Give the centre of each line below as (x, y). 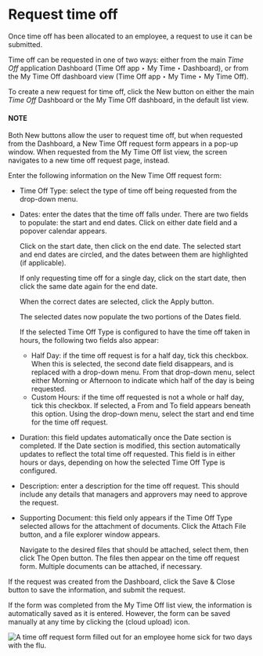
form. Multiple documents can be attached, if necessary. (111, 567)
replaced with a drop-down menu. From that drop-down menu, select (143, 372)
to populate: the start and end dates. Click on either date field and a (128, 223)
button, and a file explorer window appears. (90, 534)
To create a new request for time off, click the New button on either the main (131, 91)
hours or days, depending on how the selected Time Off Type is (122, 463)
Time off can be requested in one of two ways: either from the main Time (126, 60)
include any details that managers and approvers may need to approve (133, 494)
